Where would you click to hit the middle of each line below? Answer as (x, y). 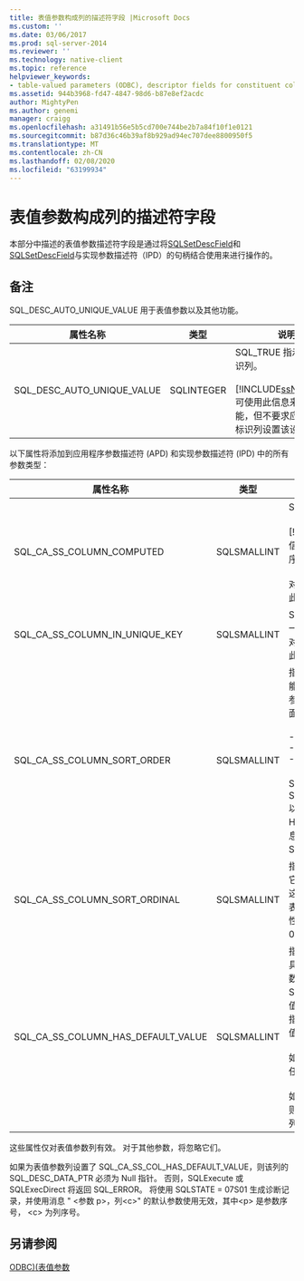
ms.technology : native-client (66, 60)
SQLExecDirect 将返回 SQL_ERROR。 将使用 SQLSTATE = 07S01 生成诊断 (146, 1189)
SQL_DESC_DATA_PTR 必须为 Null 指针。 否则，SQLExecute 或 (127, 1179)
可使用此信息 (262, 403)
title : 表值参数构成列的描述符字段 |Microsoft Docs (100, 18)
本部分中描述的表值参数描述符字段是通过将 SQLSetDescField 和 (125, 244)
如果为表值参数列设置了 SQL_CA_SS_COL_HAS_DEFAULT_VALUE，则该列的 (149, 1167)
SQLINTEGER (198, 391)
